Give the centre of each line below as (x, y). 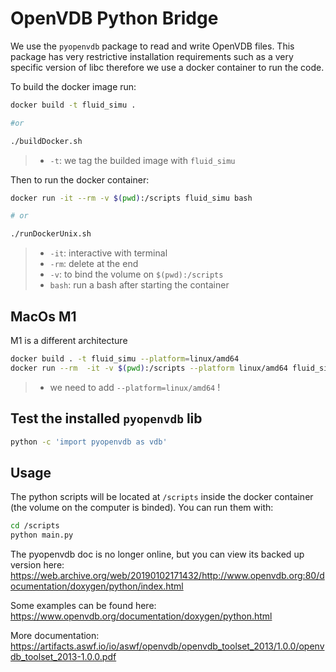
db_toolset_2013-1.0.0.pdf (63, 656)
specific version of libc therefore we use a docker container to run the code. (167, 67)
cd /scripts (35, 526)
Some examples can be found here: (83, 605)
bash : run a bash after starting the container (139, 285)
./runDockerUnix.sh (51, 234)
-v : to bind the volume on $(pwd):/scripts (136, 274)
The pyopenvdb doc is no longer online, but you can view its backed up (157, 554)
